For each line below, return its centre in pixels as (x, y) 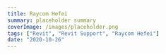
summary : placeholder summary (52, 20)
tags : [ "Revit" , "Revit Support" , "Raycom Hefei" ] (83, 33)
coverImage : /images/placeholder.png (63, 27)
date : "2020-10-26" (36, 40)
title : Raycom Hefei (38, 14)
